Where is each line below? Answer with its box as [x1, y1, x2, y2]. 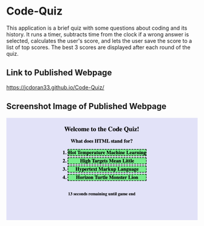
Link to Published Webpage [6, 68, 112, 78]
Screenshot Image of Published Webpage [6, 101, 167, 111]
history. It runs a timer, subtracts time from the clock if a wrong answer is [6, 30, 189, 38]
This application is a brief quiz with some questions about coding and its [6, 24, 188, 32]
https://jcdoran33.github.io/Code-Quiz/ [6, 84, 104, 91]
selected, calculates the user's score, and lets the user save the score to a [6, 37, 192, 44]
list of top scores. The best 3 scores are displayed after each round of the [6, 44, 191, 51]
